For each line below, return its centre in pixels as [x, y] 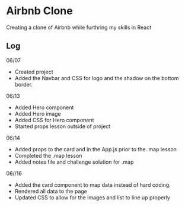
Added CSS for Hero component [54, 120]
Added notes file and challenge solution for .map [74, 162]
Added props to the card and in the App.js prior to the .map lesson [95, 149]
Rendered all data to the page [51, 191]
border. [23, 84]
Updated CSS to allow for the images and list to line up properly [92, 198]
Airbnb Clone [39, 11]
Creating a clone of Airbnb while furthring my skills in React [79, 27]
